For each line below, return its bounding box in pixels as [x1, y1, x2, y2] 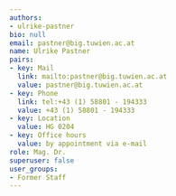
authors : [9, 13, 42, 23]
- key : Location [9, 114, 70, 123]
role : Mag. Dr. [9, 147, 67, 156]
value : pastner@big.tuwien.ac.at [17, 80, 144, 89]
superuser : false [9, 155, 75, 165]
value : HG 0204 [17, 123, 75, 132]
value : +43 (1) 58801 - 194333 [17, 106, 135, 115]
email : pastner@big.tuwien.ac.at [9, 38, 135, 48]
